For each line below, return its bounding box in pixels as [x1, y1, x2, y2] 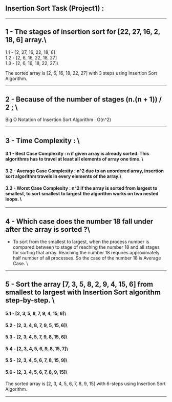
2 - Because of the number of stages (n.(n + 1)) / [5, 95, 162, 104]
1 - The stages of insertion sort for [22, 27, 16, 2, [5, 28, 160, 36]
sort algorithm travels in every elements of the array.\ [5, 173, 122, 179]
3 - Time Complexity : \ [5, 136, 80, 145]
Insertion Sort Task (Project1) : [5, 4, 104, 13]
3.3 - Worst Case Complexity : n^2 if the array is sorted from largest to [5, 185, 158, 191]
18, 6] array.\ [5, 35, 47, 44]
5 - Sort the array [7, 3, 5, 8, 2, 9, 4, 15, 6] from [5, 280, 154, 289]
